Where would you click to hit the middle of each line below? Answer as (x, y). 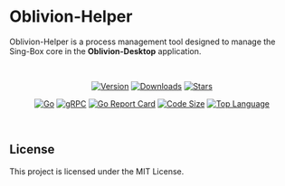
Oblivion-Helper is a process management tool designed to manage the (142, 42)
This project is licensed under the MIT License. (97, 171)
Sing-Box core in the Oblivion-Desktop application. (105, 51)
